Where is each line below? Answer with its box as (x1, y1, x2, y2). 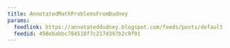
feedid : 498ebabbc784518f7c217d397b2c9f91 (13, 30, 141, 37)
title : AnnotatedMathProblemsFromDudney (7, 10, 129, 18)
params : (7, 17, 30, 24)
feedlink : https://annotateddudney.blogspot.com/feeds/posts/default (13, 23, 223, 30)
